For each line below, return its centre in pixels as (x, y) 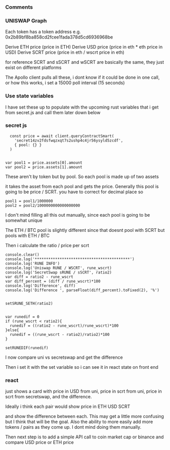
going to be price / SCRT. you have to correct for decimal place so (74, 192)
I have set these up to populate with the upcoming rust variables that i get (82, 107)
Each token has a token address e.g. (43, 32)
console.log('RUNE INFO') (32, 263)
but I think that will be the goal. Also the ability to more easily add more (79, 422)
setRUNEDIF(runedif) (27, 348)
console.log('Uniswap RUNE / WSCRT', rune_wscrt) (59, 268)
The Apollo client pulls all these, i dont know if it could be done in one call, (82, 78)
